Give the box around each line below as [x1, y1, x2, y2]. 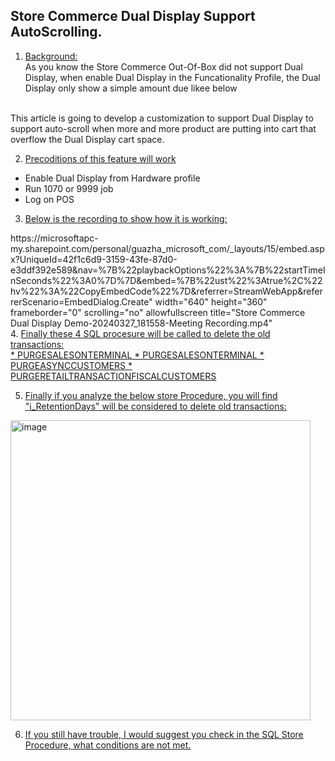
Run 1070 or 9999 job [24, 182, 114, 194]
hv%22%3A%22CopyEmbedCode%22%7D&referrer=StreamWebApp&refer [10, 285, 323, 297]
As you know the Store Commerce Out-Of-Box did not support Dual [24, 60, 303, 73]
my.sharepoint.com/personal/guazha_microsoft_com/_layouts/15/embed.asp [10, 242, 325, 254]
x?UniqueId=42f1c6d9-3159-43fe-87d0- [10, 253, 178, 265]
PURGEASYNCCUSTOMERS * [10, 359, 133, 371]
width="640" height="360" [154, 295, 268, 308]
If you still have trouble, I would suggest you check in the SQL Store [24, 728, 304, 740]
